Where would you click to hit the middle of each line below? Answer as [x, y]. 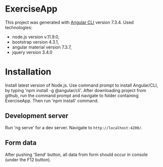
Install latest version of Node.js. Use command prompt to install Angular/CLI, [81, 85]
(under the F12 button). [28, 159]
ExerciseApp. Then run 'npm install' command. [52, 101]
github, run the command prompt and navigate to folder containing [72, 95]
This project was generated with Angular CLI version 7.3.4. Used [69, 22]
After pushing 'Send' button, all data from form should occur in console [76, 154]
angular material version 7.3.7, [42, 47]
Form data [21, 143]
